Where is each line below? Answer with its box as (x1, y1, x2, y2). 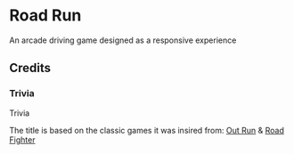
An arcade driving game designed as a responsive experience (9, 35, 237, 45)
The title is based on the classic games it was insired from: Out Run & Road (9, 125, 285, 135)
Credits (9, 61, 52, 76)
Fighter (9, 134, 36, 145)
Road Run (9, 5, 82, 26)
